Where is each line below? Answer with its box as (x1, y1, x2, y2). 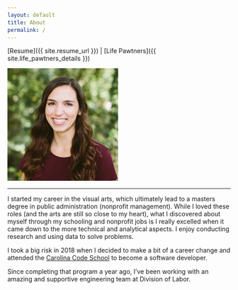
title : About (7, 18, 46, 26)
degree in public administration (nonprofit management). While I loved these (7, 202, 230, 211)
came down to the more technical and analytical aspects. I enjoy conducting (7, 225, 230, 233)
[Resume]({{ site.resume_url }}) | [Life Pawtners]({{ (7, 47, 157, 55)
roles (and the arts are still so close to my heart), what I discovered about (7, 210, 221, 218)
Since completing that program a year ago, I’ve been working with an (7, 267, 209, 276)
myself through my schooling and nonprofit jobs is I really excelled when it (7, 217, 225, 226)
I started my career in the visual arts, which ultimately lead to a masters (7, 195, 216, 203)
